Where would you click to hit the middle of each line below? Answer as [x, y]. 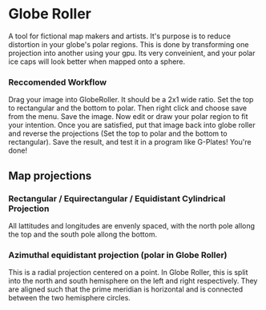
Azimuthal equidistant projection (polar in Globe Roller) [118, 255]
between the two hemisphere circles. [69, 298]
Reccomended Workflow [57, 82]
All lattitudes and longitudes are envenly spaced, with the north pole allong [131, 225]
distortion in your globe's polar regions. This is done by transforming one [129, 44]
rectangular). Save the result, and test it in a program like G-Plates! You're [130, 142]
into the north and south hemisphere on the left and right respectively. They [133, 281]
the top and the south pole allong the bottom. [83, 234]
